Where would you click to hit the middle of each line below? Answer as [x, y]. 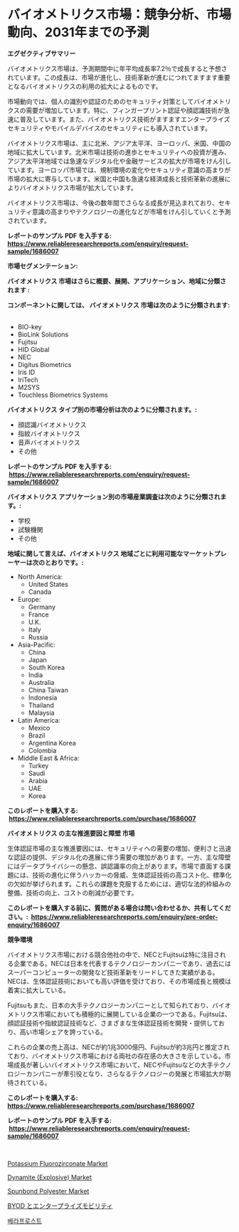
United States [48, 584]
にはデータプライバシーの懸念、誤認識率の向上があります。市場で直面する [116, 866]
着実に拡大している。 [38, 990]
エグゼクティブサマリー [42, 53]
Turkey [38, 765]
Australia [41, 682]
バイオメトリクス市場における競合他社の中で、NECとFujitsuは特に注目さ [114, 955]
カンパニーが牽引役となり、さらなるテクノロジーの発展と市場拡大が [126, 1073]
